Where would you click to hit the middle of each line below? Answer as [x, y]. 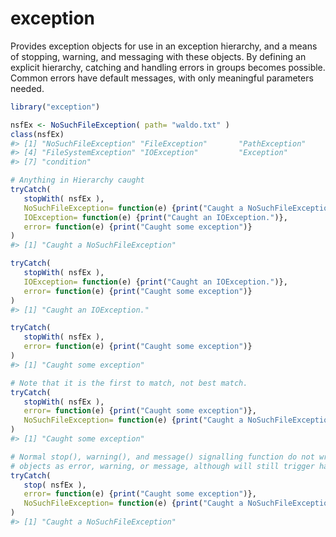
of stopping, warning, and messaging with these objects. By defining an [158, 56]
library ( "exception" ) [55, 107]
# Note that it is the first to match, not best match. [129, 383]
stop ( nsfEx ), [55, 485]
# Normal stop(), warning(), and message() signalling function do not [162, 457]
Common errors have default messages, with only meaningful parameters [162, 78]
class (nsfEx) [37, 134]
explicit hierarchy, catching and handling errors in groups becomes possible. [168, 67]
